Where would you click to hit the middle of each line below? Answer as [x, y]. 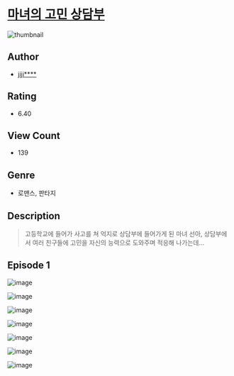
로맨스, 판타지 [37, 193]
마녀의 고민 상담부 [56, 15]
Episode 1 [29, 266]
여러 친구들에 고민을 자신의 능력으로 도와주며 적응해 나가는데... [118, 243]
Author [23, 57]
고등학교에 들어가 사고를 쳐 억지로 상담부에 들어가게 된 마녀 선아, [113, 234]
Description [34, 216]
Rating [22, 96]
